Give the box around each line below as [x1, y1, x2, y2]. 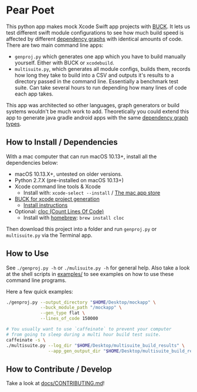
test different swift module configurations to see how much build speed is [6, 29, 184, 36]
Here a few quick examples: [6, 288, 73, 295]
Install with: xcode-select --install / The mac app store [23, 189, 161, 196]
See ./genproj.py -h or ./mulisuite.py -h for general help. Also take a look [6, 264, 190, 271]
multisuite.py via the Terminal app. [6, 231, 93, 238]
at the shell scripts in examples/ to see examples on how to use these [6, 270, 174, 277]
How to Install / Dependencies [6, 137, 118, 147]
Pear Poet [6, 4, 55, 17]
